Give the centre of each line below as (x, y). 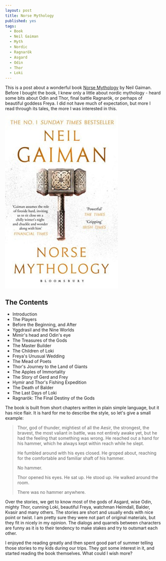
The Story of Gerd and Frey (40, 377)
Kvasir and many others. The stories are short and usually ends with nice (79, 512)
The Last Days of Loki (34, 393)
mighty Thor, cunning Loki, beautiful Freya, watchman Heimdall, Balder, (78, 507)
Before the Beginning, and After (44, 324)
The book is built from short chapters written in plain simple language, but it (82, 407)
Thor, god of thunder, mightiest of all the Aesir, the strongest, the (83, 428)
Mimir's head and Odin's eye (41, 335)
